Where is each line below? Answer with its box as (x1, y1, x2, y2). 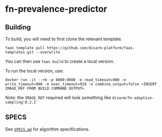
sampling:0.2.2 (5, 100, 36, 105)
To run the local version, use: (5, 68, 64, 74)
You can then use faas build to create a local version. (5, 58, 114, 64)
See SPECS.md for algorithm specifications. (5, 126, 90, 132)
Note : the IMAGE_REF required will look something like (5, 95, 111, 100)
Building (5, 23, 31, 31)
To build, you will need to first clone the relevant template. (5, 36, 123, 42)
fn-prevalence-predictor (5, 3, 108, 15)
